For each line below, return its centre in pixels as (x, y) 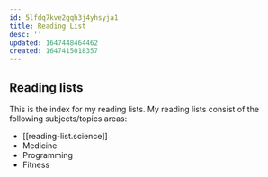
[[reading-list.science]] (65, 136)
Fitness (36, 164)
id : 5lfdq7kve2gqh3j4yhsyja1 (64, 18)
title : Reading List (48, 26)
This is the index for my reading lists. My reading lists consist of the (134, 109)
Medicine (40, 146)
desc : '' (26, 34)
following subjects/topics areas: (68, 119)
